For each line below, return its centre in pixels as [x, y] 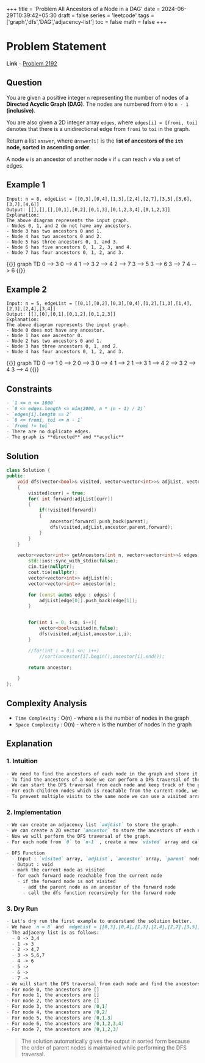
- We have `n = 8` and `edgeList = [52, 927]
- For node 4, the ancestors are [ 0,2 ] [57, 1012]
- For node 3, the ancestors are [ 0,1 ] [57, 1007]
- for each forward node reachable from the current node [87, 876]
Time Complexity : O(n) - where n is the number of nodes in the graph [102, 718]
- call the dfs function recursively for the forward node [99, 893]
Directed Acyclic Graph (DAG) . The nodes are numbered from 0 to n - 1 [98, 104]
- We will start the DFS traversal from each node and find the [90, 984]
